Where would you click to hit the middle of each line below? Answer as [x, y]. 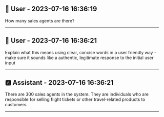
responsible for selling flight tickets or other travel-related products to [75, 99]
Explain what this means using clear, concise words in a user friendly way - [81, 52]
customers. [16, 105]
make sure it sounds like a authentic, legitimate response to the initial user [79, 58]
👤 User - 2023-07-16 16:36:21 [51, 41]
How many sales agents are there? [40, 20]
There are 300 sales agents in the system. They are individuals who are [77, 94]
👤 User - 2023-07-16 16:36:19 [51, 9]
